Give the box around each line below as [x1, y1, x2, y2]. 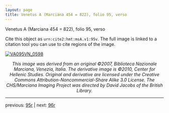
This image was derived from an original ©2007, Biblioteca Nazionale [12, 61, 157, 67]
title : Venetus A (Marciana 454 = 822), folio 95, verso [5, 12, 127, 17]
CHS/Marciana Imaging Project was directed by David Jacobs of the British [6, 82, 163, 88]
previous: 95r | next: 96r [5, 102, 55, 108]
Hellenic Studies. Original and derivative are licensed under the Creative [9, 71, 160, 77]
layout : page [5, 7, 33, 13]
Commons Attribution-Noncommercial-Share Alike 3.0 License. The [14, 77, 155, 83]
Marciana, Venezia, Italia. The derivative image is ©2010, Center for [14, 66, 155, 72]
